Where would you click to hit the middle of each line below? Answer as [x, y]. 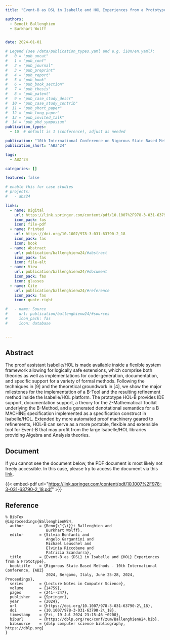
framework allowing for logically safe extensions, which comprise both [79, 370]
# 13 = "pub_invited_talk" [35, 117]
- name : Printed [27, 229]
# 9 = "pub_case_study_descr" [39, 99]
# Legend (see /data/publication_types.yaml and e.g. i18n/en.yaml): [80, 51]
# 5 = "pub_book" [26, 80]
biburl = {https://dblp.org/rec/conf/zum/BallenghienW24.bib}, [84, 619]
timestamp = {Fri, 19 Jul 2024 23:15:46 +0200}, [66, 615]
